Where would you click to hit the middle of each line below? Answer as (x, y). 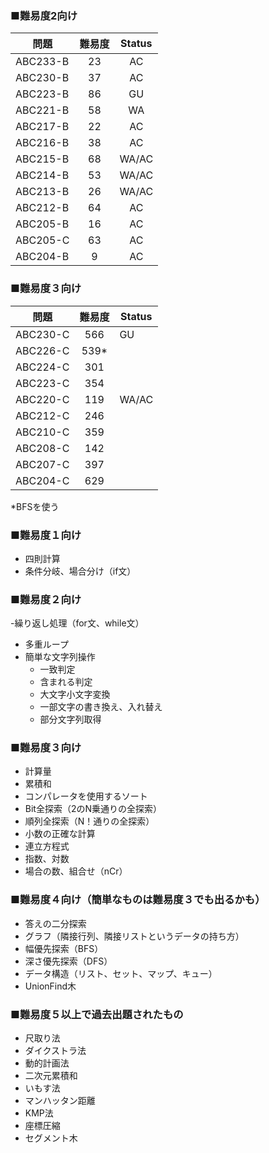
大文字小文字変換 (75, 694)
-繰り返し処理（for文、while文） (77, 623)
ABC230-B (42, 78)
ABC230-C (42, 334)
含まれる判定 (66, 682)
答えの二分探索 (55, 923)
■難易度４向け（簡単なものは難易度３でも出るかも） (138, 900)
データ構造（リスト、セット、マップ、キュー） (121, 973)
